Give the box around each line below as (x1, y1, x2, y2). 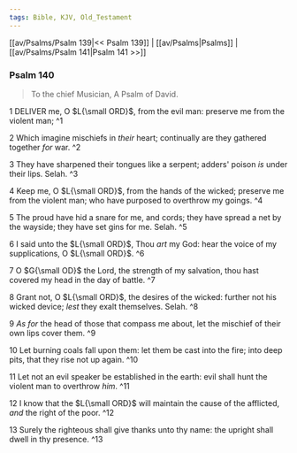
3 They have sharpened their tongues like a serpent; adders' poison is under (9, 158, 288, 169)
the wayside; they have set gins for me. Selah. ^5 (9, 221, 187, 232)
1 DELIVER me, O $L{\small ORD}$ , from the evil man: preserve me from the (9, 105, 286, 116)
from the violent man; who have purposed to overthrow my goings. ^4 (9, 195, 263, 205)
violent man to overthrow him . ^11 (9, 380, 130, 391)
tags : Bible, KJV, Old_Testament (9, 12, 133, 22)
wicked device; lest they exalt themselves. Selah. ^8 (9, 301, 199, 311)
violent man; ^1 (9, 115, 64, 126)
